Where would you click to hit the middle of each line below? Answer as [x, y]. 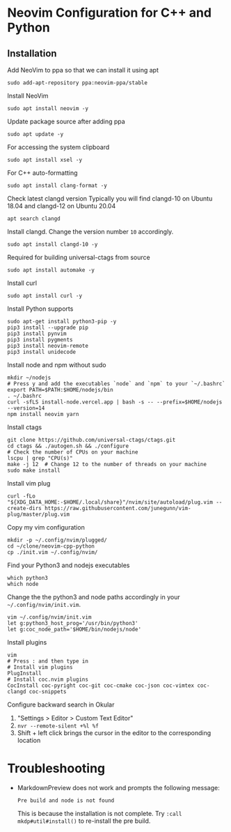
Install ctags [25, 427]
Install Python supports [40, 309]
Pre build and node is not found [66, 800]
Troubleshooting [56, 769]
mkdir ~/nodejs [29, 378]
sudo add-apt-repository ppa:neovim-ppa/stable [78, 83]
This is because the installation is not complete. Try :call [99, 813]
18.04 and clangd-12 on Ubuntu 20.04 [62, 206]
